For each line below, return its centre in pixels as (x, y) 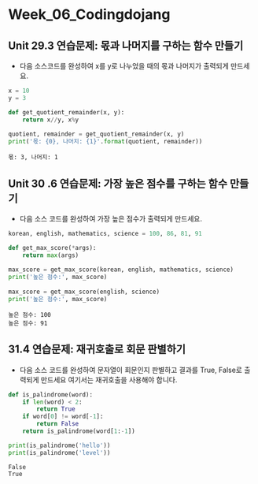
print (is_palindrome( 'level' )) (59, 452)
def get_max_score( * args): (52, 248)
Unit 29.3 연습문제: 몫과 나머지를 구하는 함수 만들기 (126, 45)
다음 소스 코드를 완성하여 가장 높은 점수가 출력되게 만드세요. (111, 218)
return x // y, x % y (51, 120)
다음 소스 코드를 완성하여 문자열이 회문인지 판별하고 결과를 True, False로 (131, 370)
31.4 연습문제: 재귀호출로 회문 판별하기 (97, 350)
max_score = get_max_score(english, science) (84, 292)
